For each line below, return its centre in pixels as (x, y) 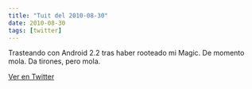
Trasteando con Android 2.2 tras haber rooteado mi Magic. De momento (126, 53)
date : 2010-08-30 (37, 23)
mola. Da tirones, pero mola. (54, 61)
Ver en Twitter (31, 77)
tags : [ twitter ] (35, 30)
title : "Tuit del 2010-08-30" (58, 15)
